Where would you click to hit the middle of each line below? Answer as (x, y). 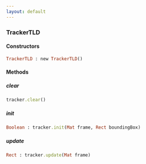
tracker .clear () (26, 100)
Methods (17, 72)
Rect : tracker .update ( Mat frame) (49, 155)
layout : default (26, 12)
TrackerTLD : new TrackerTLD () (44, 59)
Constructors (23, 46)
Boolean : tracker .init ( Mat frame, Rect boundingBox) (74, 127)
